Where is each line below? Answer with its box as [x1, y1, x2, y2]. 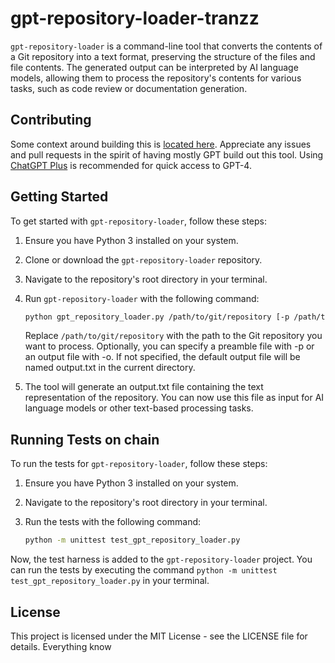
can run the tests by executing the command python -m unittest [10, 564, 278, 576]
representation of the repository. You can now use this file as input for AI [24, 392, 325, 404]
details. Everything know [10, 640, 112, 652]
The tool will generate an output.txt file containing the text [24, 381, 264, 393]
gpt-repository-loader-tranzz [10, 7, 260, 30]
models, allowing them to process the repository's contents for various [10, 72, 302, 84]
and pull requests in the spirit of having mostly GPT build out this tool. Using [10, 148, 324, 161]
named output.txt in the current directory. [24, 362, 196, 374]
